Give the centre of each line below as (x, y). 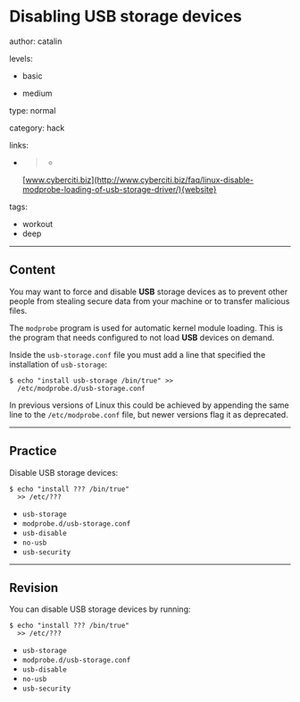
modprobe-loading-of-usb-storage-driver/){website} (119, 189)
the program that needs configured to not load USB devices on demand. (142, 337)
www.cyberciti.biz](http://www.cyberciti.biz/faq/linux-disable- (140, 180)
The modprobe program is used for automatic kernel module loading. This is (146, 327)
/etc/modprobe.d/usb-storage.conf (81, 388)
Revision (34, 588)
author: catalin (36, 41)
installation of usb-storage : (58, 364)
